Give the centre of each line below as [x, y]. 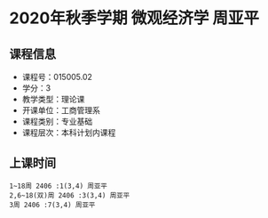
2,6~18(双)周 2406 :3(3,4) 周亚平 [70, 195]
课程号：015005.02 [57, 77]
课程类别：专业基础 [57, 121]
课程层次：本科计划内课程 [69, 133]
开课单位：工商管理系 [61, 110]
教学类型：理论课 [53, 99]
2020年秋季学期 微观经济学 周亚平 [134, 18]
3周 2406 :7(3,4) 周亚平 [52, 205]
